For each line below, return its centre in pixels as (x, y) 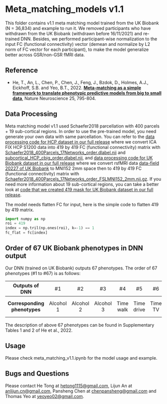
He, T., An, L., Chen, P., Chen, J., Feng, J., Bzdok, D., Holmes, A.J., (80, 82)
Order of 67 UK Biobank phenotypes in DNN (74, 248)
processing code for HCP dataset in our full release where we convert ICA (81, 142)
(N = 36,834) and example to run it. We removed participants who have (78, 28)
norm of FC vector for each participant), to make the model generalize (77, 49)
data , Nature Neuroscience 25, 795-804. (54, 98)
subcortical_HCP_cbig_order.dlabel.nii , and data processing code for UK (79, 157)
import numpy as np (25, 219)
